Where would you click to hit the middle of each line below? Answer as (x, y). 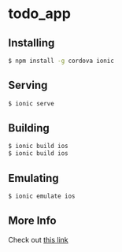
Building (29, 128)
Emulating (33, 178)
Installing (31, 43)
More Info (32, 221)
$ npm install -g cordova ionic (61, 61)
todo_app (39, 14)
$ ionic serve (31, 103)
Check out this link (38, 239)
